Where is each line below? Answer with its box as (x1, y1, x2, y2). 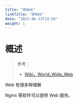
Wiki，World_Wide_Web (24, 71, 74, 77)
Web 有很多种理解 (5, 82, 42, 88)
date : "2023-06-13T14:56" (5, 16, 58, 21)
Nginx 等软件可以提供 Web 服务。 (5, 92, 73, 99)
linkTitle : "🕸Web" (5, 12, 44, 17)
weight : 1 (5, 21, 26, 26)
